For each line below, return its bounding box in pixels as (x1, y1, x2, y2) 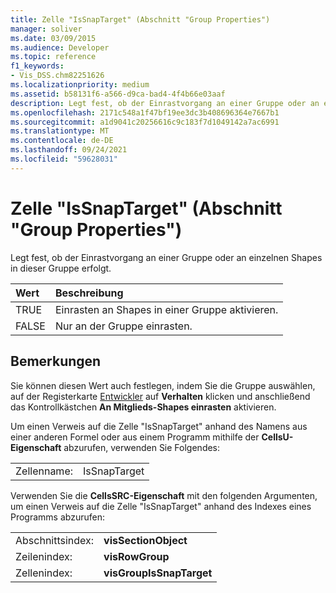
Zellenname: (15, 464, 73, 478)
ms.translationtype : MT (10, 126, 110, 136)
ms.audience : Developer (10, 42, 110, 53)
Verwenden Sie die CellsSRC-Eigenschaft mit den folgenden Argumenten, (10, 489, 318, 501)
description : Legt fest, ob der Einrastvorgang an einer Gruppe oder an (10, 98, 320, 108)
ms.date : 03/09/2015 (10, 33, 97, 43)
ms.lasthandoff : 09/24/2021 (10, 145, 128, 155)
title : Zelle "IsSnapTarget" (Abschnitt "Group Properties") (10, 14, 271, 25)
